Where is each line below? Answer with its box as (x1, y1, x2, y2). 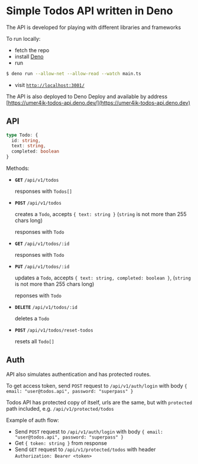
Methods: (6, 165, 30, 172)
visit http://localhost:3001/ (14, 81, 85, 88)
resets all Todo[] (14, 338, 54, 344)
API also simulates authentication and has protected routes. (6, 370, 151, 378)
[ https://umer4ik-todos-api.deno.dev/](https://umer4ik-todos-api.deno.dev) (6, 99, 191, 106)
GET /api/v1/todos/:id (14, 241, 70, 247)
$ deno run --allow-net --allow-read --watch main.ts (6, 70, 142, 76)
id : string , (11, 137, 41, 143)
